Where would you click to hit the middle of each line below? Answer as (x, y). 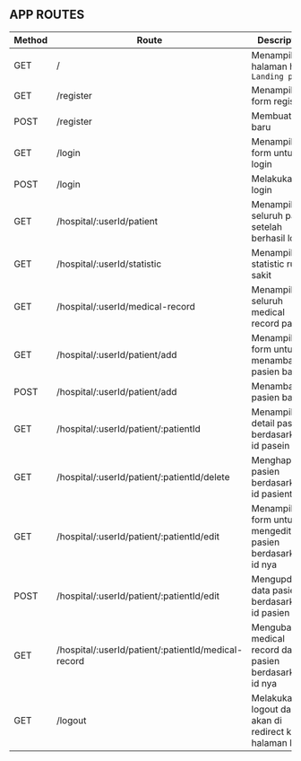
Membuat (271, 116)
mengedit (271, 530)
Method (31, 39)
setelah (267, 226)
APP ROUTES (47, 15)
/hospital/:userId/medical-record (126, 306)
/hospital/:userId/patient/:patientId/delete (143, 477)
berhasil (268, 238)
